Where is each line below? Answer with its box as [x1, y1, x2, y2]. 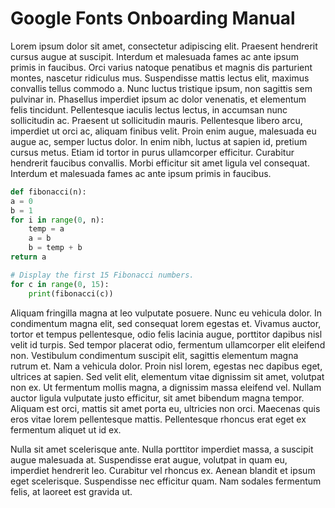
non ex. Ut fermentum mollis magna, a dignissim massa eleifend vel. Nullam [10, 381, 322, 393]
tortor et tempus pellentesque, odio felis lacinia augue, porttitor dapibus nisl [10, 328, 323, 340]
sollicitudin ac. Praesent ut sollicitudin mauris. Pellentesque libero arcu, [10, 114, 303, 126]
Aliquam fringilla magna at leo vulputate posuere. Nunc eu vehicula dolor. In [10, 307, 323, 319]
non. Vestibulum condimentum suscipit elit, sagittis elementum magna [10, 349, 299, 361]
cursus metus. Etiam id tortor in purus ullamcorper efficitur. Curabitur [10, 146, 295, 158]
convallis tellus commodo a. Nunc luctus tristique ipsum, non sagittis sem [10, 82, 313, 94]
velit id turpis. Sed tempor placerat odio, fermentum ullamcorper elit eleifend [10, 338, 326, 351]
